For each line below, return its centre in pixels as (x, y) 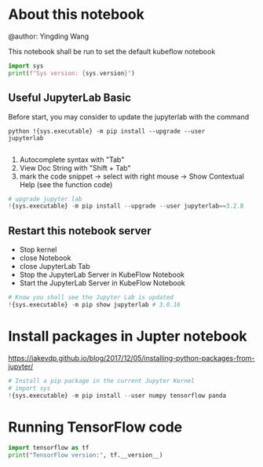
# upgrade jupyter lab (45, 199)
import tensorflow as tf (49, 448)
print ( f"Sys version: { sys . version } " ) (71, 73)
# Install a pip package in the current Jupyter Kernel (101, 381)
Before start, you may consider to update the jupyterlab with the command (129, 116)
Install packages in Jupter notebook (128, 336)
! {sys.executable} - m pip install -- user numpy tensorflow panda (117, 395)
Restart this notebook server (80, 231)
